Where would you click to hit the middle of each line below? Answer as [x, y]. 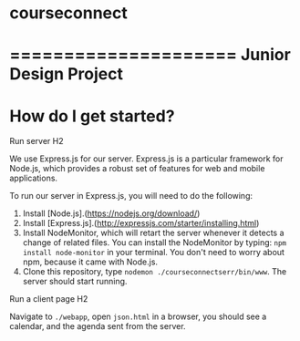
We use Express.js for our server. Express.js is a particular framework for [147, 159]
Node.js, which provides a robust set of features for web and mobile [137, 169]
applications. [33, 178]
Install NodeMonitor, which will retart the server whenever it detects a [153, 233]
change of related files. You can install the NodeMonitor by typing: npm [155, 243]
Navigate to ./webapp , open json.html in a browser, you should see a [138, 316]
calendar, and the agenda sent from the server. [98, 326]
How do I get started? [92, 116]
